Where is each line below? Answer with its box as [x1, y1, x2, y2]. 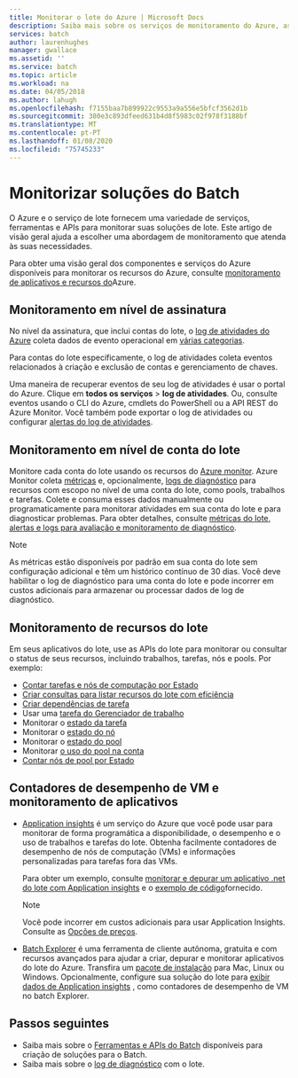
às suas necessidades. [9, 240, 93, 251]
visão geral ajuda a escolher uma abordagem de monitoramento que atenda [9, 231, 286, 242]
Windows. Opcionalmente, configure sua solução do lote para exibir [21, 972, 271, 982]
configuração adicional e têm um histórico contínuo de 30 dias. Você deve [9, 566, 281, 577]
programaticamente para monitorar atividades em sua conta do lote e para [9, 504, 281, 514]
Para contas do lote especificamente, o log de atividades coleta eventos [9, 352, 273, 363]
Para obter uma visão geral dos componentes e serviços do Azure [9, 258, 251, 269]
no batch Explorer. [21, 990, 90, 1001]
